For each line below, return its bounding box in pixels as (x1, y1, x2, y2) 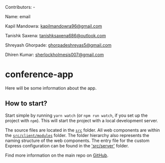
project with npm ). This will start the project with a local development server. (5, 117, 159, 123)
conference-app (5, 69, 73, 80)
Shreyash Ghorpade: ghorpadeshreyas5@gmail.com (5, 42, 112, 48)
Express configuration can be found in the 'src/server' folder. (5, 142, 129, 149)
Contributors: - (5, 4, 35, 10)
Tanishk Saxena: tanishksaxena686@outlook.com (5, 33, 106, 38)
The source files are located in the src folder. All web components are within (5, 127, 160, 133)
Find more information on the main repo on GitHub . (5, 152, 108, 158)
